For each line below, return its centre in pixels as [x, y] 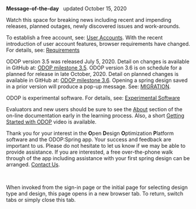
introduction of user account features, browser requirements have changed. [98, 44]
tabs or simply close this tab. [41, 200]
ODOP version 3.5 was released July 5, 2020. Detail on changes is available [98, 62]
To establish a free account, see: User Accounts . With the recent [84, 37]
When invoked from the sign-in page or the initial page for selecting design [97, 187]
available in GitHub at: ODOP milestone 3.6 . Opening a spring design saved [97, 80]
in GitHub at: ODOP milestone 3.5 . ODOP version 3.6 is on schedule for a [94, 68]
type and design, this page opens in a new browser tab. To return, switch [95, 193]
